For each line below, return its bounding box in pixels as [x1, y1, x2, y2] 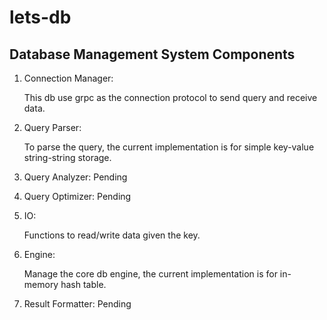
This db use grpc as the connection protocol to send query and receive [23, 92, 318, 103]
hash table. [60, 279, 107, 290]
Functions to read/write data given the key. [23, 229, 201, 241]
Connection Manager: [23, 72, 114, 84]
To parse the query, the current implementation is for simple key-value [23, 141, 315, 153]
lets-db [9, 6, 72, 29]
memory [23, 279, 59, 290]
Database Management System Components [9, 46, 296, 63]
